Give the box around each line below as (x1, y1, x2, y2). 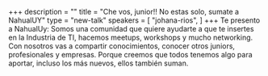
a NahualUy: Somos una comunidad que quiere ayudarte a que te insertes (8, 24, 254, 33)
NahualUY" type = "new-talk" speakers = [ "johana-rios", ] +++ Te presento (8, 15, 261, 25)
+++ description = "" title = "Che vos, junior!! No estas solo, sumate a (8, 7, 240, 16)
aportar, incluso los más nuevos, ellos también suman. (8, 58, 189, 68)
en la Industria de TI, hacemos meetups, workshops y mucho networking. (8, 32, 253, 42)
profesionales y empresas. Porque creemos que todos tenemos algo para (8, 50, 253, 59)
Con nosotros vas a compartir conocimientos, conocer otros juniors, (8, 41, 236, 51)
